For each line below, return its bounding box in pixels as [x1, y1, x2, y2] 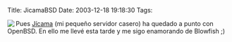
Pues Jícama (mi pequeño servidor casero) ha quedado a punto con [16, 20, 214, 27]
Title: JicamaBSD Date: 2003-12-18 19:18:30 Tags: [7, 6, 153, 14]
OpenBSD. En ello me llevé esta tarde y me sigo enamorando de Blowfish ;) [7, 27, 226, 35]
